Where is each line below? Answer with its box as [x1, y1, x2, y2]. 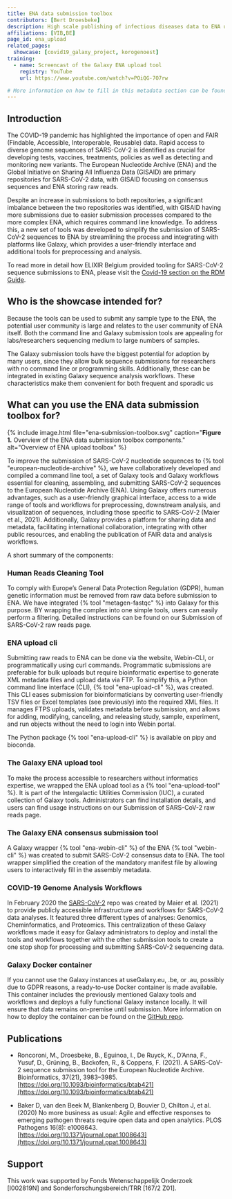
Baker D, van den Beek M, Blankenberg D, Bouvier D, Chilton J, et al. [17, 1101, 211, 1110]
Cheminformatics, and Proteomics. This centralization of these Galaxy [7, 921, 206, 929]
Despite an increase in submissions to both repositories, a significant [7, 196, 204, 204]
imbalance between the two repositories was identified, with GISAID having [7, 204, 222, 212]
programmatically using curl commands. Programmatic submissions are [7, 661, 212, 669]
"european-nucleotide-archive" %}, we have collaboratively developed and [7, 463, 221, 472]
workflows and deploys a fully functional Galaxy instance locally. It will [7, 998, 208, 1006]
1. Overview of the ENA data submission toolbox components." [7, 436, 186, 444]
